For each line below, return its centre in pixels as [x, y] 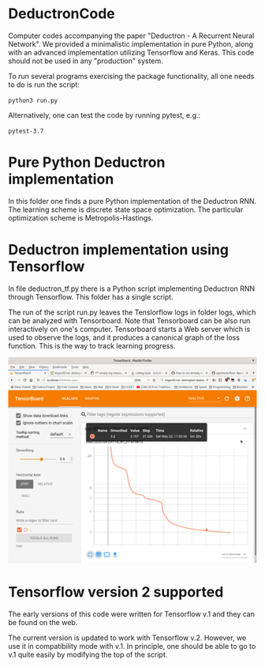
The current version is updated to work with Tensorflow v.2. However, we [127, 638]
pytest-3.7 [26, 131]
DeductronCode [62, 14]
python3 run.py [33, 100]
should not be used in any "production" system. [86, 61]
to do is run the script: [44, 85]
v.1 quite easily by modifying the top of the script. [88, 654]
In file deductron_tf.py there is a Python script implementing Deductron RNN [132, 288]
